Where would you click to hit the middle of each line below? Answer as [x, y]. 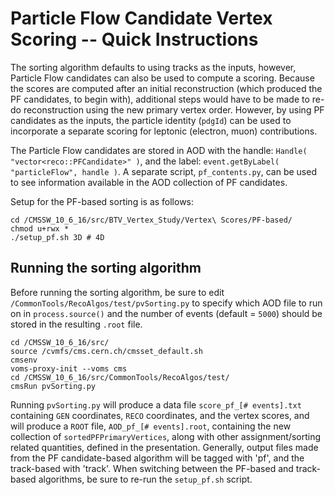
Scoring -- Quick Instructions [134, 39]
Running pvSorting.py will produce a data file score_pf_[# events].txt [156, 404]
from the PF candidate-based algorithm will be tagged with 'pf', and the [157, 458]
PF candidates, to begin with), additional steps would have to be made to [160, 99]
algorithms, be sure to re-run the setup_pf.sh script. [145, 479]
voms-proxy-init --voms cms [69, 368]
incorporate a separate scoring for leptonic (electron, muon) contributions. [164, 131]
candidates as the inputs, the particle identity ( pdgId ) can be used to [151, 120]
